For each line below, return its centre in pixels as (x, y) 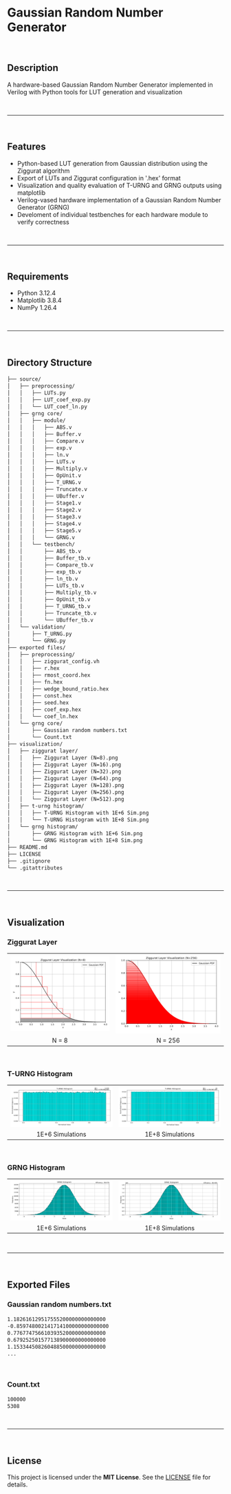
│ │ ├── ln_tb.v (43, 579)
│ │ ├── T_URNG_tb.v (49, 607)
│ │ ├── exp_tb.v (44, 572)
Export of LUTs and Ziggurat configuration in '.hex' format (99, 178)
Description (33, 68)
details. (18, 1484)
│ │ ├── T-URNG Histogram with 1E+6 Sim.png (78, 813)
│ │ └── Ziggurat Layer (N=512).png (66, 799)
